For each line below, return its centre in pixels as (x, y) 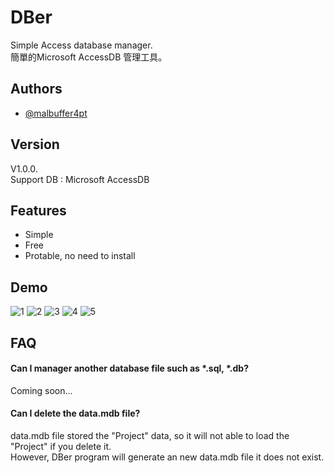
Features (38, 210)
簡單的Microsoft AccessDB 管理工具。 (89, 57)
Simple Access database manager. (81, 45)
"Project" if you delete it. (61, 446)
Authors (36, 89)
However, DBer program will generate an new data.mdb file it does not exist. (167, 457)
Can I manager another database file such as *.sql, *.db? (129, 368)
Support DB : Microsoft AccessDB (80, 179)
